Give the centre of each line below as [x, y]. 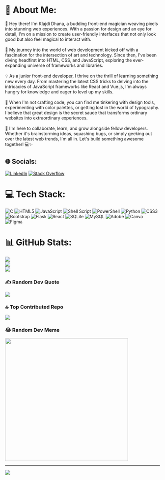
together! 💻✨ [19, 144]
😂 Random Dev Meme [32, 330]
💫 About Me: [31, 10]
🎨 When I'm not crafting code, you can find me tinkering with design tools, [80, 102]
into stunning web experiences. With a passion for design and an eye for [78, 28]
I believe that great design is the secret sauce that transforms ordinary [76, 113]
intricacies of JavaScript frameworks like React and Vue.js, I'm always [76, 86]
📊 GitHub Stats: [39, 242]
